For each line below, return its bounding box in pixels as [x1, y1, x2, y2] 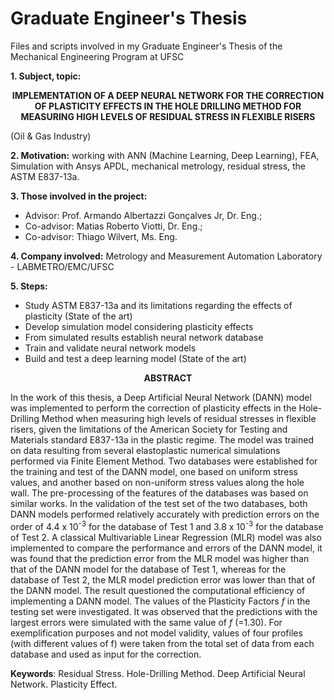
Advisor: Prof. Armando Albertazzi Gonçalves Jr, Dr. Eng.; [24, 209, 263, 221]
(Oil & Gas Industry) [10, 130, 92, 142]
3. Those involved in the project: [10, 190, 148, 202]
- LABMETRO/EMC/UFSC [10, 260, 115, 272]
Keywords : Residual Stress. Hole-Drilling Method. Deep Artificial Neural [10, 667, 306, 679]
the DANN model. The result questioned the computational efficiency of [10, 584, 306, 596]
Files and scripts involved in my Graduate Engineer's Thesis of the [10, 40, 283, 52]
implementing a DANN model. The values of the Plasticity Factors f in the [10, 595, 311, 607]
